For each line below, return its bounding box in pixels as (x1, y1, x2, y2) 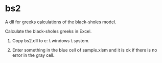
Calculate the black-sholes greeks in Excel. (5, 28, 92, 34)
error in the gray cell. (12, 52, 55, 58)
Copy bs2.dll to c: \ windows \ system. (12, 37, 90, 44)
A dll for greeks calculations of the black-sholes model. (5, 19, 116, 25)
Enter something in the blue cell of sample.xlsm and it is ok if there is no (12, 47, 158, 53)
